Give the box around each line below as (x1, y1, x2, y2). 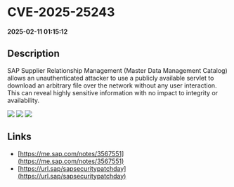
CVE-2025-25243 (7, 4, 115, 20)
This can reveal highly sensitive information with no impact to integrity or (7, 88, 219, 97)
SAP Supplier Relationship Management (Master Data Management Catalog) (7, 66, 228, 74)
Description (7, 48, 60, 60)
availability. (7, 96, 40, 104)
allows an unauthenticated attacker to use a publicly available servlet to (7, 74, 214, 82)
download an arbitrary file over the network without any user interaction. (7, 81, 217, 90)
